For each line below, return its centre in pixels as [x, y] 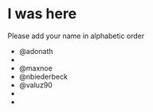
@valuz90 [35, 85]
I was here [42, 14]
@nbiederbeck [43, 76]
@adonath [36, 51]
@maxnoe [35, 68]
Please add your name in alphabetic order [76, 36]
